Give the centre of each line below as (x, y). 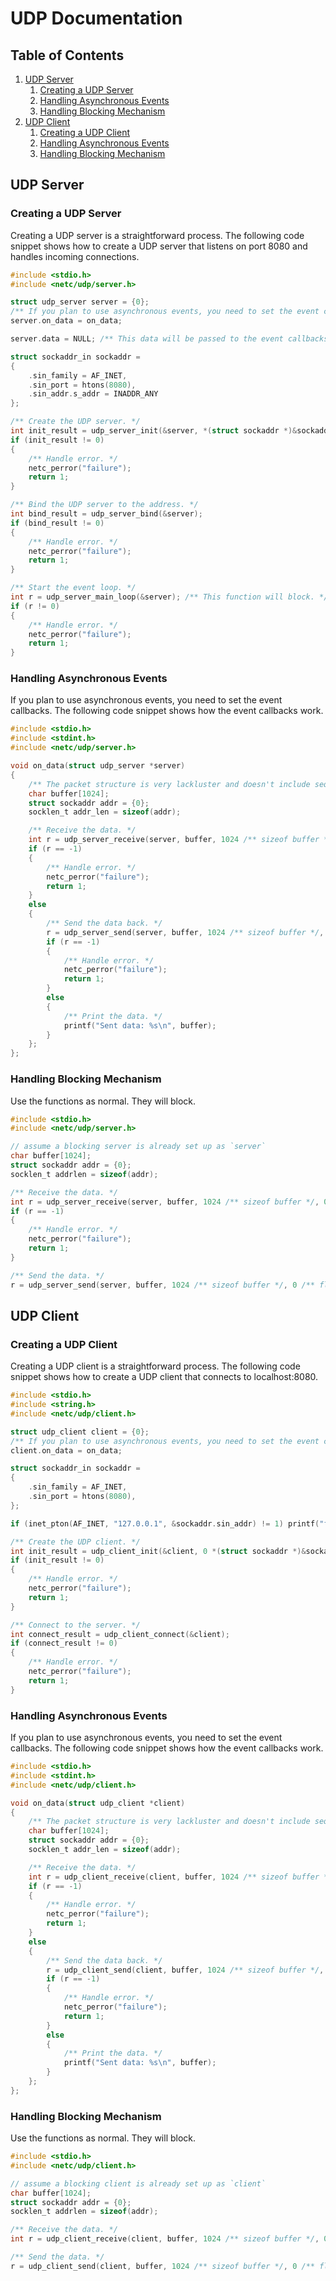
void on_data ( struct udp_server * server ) (98, 766)
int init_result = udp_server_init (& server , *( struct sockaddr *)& (154, 431)
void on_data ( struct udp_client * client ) (98, 1803)
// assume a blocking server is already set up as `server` (138, 1147)
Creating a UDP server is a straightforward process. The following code (157, 235)
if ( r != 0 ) (35, 606)
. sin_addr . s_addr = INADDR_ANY (93, 394)
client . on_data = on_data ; (66, 1450)
